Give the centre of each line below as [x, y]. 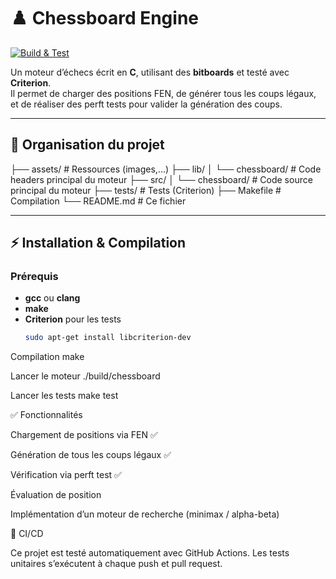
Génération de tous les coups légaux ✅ [91, 455]
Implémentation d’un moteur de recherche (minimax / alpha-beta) [145, 514]
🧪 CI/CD [27, 534]
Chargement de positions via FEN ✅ [84, 435]
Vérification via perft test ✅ [66, 475]
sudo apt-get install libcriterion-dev [108, 338]
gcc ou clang [52, 298]
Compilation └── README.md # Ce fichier [98, 201]
